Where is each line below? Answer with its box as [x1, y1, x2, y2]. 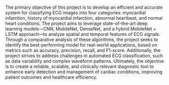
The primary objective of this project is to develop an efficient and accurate [5, 5, 163, 10]
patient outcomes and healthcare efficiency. [5, 74, 97, 80]
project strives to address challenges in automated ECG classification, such [5, 53, 163, 59]
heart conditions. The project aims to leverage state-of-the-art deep [5, 20, 148, 26]
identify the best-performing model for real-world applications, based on [5, 42, 157, 48]
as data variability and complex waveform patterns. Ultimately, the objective [5, 58, 164, 64]
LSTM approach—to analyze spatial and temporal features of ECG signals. [5, 31, 161, 37]
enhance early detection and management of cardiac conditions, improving [5, 69, 163, 75]
